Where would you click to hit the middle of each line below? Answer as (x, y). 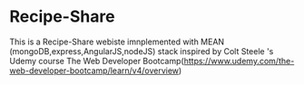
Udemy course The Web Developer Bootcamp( (97, 61)
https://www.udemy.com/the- (239, 61)
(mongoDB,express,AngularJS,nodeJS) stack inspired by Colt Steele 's (142, 51)
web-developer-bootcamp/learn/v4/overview (94, 71)
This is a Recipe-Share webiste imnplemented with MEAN (117, 42)
